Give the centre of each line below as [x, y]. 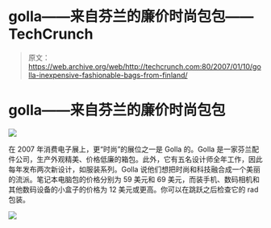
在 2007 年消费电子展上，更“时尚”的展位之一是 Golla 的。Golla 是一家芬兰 [130, 149]
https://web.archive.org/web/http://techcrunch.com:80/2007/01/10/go [145, 66]
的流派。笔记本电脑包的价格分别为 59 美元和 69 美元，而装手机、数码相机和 [134, 179]
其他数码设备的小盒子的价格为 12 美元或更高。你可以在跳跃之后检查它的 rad [133, 189]
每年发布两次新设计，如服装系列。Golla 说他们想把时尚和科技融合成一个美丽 [134, 169]
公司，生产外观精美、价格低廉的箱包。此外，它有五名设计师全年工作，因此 [139, 159]
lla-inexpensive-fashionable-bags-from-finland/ [108, 75]
